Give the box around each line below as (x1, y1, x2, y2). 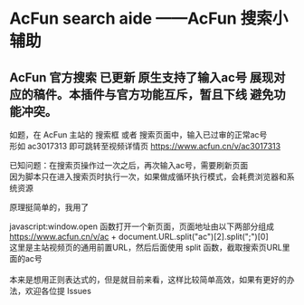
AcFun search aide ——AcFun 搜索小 (9, 8, 289, 29)
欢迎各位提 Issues (24, 286, 92, 296)
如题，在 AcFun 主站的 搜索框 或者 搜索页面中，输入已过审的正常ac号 (9, 129, 268, 140)
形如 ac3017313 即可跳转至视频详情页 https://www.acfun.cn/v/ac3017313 (9, 141, 281, 151)
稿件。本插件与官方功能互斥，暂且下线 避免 (33, 87, 274, 102)
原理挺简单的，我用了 (9, 202, 89, 213)
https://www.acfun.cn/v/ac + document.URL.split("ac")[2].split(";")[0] (9, 232, 269, 242)
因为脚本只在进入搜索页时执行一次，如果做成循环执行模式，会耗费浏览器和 (9, 171, 287, 182)
